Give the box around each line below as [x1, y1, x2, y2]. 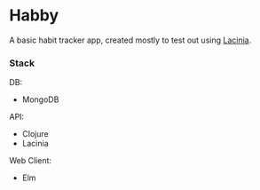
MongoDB [21, 94, 59, 105]
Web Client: [9, 155, 51, 166]
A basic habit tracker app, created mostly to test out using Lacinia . [9, 35, 252, 45]
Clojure [21, 129, 49, 139]
